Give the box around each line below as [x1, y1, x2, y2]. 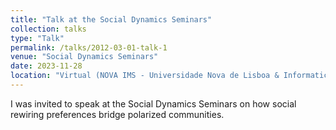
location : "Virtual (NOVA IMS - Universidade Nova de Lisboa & [10, 71, 280, 81]
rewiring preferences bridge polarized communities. [10, 108, 225, 120]
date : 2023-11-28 [10, 61, 83, 71]
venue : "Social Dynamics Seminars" [10, 52, 159, 62]
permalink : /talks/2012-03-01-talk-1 [10, 42, 168, 53]
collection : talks [10, 24, 87, 34]
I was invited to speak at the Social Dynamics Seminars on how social [10, 97, 297, 110]
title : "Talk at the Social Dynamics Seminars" [10, 14, 213, 25]
